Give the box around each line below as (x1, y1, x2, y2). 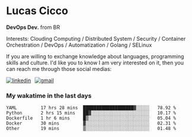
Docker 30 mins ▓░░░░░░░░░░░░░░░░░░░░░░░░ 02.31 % (6, 120, 177, 126)
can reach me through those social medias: (6, 65, 112, 72)
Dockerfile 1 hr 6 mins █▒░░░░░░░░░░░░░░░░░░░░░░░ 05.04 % (6, 115, 177, 122)
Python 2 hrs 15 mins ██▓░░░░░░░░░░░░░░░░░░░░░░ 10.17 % (6, 110, 177, 116)
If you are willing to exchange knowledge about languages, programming (6, 53, 184, 60)
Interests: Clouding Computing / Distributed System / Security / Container (6, 35, 186, 42)
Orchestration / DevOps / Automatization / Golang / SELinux (6, 41, 152, 48)
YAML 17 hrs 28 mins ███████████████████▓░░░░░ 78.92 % (6, 105, 177, 111)
